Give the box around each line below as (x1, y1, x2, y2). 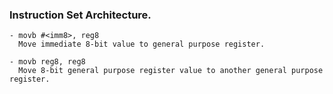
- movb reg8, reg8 (9, 57, 86, 67)
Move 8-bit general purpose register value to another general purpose (18, 66, 324, 76)
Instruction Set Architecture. (9, 8, 152, 22)
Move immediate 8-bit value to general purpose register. (18, 39, 266, 50)
